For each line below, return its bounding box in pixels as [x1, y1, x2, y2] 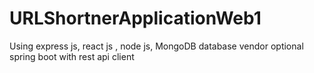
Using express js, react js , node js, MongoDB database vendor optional [9, 40, 304, 52]
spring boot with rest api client [9, 50, 135, 62]
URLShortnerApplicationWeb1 [9, 7, 262, 30]
